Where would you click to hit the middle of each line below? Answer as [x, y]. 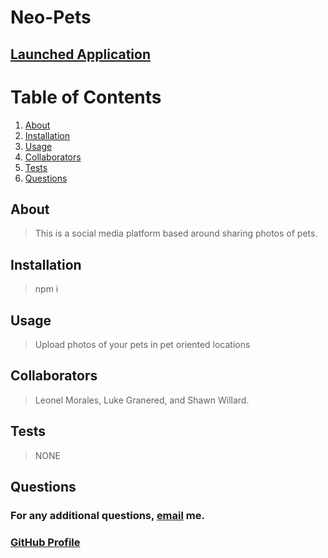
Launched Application [80, 54]
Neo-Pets [51, 17]
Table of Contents [86, 97]
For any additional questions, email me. [107, 515]
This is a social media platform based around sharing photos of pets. [176, 233]
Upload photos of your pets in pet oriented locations [142, 344]
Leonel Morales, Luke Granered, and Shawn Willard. [142, 400]
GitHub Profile [45, 542]
